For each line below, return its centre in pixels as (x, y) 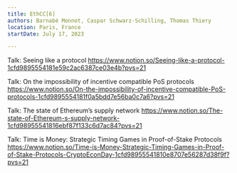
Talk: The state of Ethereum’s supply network (74, 110)
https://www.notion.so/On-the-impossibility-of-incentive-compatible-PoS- (117, 89)
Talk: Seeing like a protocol (47, 61)
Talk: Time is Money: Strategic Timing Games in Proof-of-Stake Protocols (115, 140)
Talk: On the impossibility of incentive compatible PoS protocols (101, 82)
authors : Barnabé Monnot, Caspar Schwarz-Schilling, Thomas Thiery (110, 21)
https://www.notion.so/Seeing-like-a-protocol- (157, 61)
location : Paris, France (44, 27)
